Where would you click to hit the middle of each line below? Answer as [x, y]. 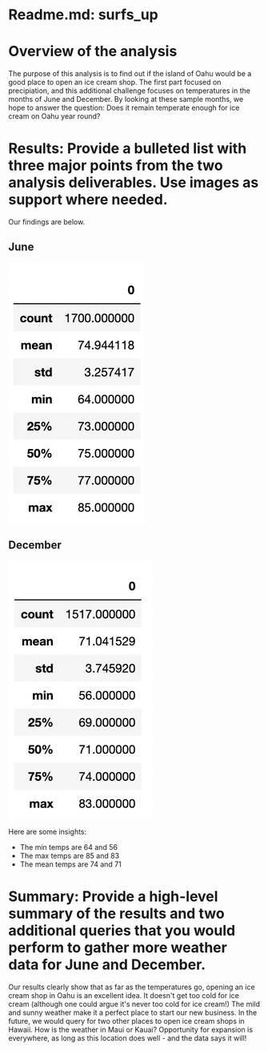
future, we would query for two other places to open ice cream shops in [127, 1021]
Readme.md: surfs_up [83, 15]
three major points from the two [116, 166]
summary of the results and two [117, 914]
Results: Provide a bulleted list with [128, 149]
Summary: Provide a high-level [113, 896]
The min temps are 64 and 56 [69, 847]
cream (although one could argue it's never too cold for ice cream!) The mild [134, 1004]
